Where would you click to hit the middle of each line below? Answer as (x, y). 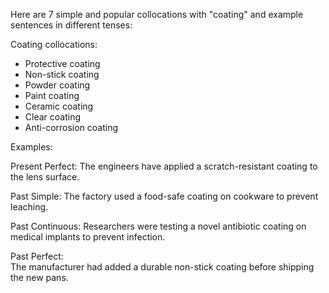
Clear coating (53, 117)
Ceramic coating (59, 106)
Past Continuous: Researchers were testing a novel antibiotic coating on (158, 226)
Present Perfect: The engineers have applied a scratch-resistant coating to (164, 166)
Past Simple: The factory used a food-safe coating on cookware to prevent (164, 196)
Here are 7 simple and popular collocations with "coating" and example (157, 14)
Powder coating (57, 85)
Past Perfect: (37, 256)
